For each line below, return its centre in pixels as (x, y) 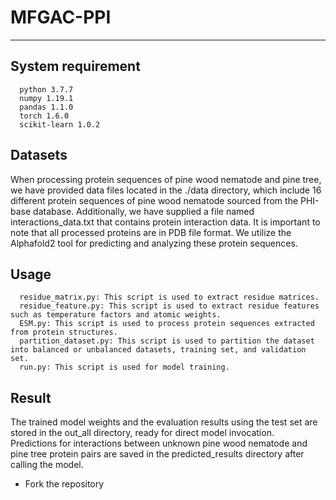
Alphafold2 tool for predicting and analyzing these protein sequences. (154, 243)
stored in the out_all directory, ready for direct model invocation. (142, 433)
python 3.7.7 (46, 89)
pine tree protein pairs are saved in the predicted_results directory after (157, 454)
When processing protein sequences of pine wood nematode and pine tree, (166, 179)
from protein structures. (64, 332)
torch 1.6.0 (44, 116)
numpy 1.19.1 (46, 98)
